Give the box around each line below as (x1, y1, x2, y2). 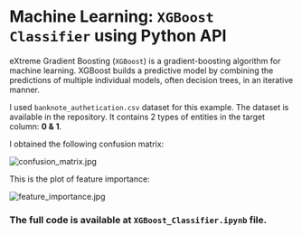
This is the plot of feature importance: (9, 174, 151, 184)
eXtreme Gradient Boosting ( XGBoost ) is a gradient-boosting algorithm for (9, 55, 281, 66)
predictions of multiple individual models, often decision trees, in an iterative (9, 74, 294, 85)
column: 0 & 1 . (9, 120, 62, 132)
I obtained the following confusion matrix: (9, 138, 165, 149)
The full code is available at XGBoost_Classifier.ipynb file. (9, 213, 268, 226)
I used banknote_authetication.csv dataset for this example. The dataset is (9, 101, 289, 112)
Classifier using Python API (9, 25, 227, 46)
